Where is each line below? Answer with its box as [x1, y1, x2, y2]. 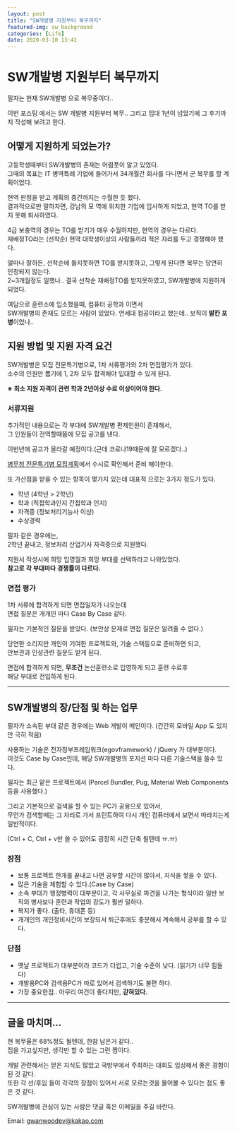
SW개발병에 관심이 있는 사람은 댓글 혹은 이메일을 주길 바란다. [7, 1102, 176, 1111]
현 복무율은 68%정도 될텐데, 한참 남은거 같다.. [7, 1037, 134, 1045]
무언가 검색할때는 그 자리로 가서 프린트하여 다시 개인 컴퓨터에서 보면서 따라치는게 [7, 811, 230, 819]
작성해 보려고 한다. [14, 118, 66, 126]
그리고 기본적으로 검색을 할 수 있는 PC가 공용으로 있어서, [7, 802, 162, 811]
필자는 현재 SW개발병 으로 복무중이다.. [7, 94, 114, 102]
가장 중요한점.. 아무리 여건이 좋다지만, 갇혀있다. [17, 987, 148, 996]
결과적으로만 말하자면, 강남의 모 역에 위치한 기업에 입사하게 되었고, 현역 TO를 [7, 202, 219, 210]
